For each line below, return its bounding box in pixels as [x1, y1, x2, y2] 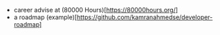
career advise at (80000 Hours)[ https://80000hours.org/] [13, 6, 178, 14]
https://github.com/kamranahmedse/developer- [76, 13, 213, 21]
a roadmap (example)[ [13, 13, 77, 21]
